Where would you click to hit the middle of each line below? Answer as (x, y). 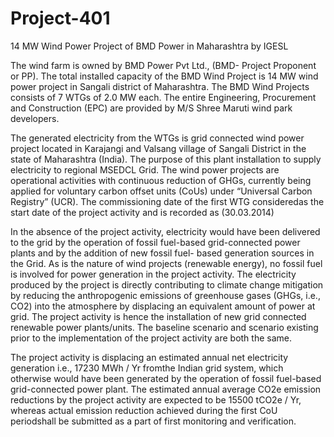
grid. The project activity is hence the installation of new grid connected (158, 316)
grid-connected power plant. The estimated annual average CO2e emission (166, 389)
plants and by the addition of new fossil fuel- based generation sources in (162, 253)
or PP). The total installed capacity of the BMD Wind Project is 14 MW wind (164, 76)
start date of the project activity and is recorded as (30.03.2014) (142, 212)
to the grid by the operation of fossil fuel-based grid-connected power (155, 242)
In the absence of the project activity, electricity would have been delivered (165, 231)
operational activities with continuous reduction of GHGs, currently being (161, 180)
